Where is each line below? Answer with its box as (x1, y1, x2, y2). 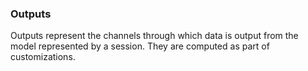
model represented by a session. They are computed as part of (10, 40, 270, 52)
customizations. (10, 51, 76, 63)
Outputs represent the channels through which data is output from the (10, 30, 299, 42)
